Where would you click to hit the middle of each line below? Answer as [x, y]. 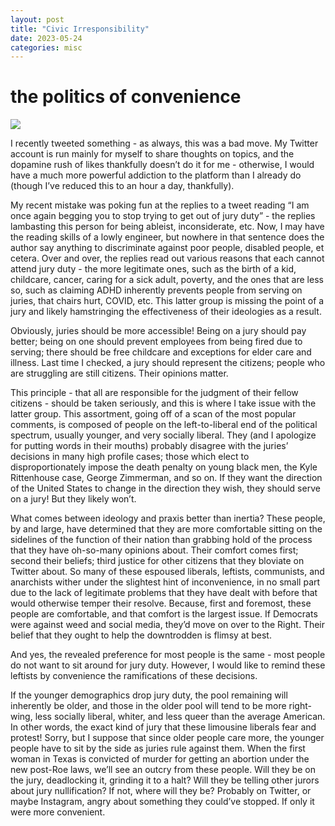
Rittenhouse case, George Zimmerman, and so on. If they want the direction [166, 478]
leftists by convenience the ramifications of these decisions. [134, 676]
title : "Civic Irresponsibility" [80, 29]
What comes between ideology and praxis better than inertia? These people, [168, 518]
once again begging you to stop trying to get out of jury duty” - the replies [163, 216]
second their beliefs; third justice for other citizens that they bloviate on [157, 561]
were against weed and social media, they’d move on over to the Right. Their [168, 625]
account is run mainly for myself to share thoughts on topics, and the [152, 154]
